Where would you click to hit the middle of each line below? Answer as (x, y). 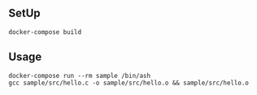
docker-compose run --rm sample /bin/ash (80, 76)
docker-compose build (45, 32)
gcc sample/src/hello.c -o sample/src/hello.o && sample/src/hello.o (129, 83)
